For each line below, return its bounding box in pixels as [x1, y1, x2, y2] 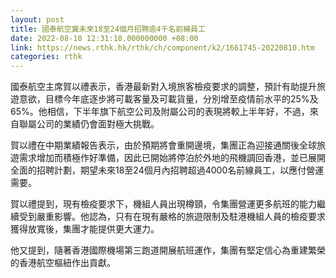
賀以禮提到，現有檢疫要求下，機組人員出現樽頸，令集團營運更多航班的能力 [10, 198, 317, 210]
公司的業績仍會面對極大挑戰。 [36, 118, 160, 130]
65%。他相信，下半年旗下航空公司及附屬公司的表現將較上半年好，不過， [10, 106, 310, 118]
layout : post [10, 14, 65, 25]
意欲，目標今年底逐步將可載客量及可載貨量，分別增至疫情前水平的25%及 [18, 93, 319, 105]
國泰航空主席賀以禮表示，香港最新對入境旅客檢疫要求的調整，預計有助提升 [10, 81, 317, 93]
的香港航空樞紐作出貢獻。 [10, 257, 116, 269]
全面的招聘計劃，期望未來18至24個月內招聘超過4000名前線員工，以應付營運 [10, 164, 325, 176]
